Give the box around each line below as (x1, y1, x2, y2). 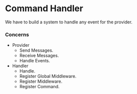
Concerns (5, 31, 29, 38)
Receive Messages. (19, 53, 59, 58)
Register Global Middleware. (19, 74, 77, 79)
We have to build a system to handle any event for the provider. (5, 19, 133, 25)
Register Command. (19, 84, 60, 90)
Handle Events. (19, 58, 50, 64)
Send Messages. (19, 47, 54, 54)
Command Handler (5, 3, 83, 14)
